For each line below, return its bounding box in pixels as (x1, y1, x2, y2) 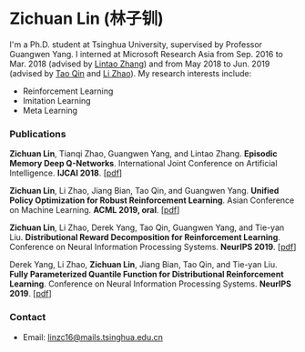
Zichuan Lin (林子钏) (9, 8, 164, 29)
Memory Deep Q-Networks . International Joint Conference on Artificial (9, 158, 278, 169)
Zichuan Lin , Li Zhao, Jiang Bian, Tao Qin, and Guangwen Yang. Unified (9, 186, 280, 196)
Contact (9, 311, 46, 324)
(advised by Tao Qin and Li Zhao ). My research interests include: (9, 67, 252, 78)
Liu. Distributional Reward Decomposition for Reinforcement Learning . (9, 232, 280, 243)
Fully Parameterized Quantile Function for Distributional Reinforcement (9, 269, 284, 280)
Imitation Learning (22, 95, 91, 106)
